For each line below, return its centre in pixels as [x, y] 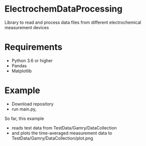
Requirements [33, 47]
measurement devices [27, 27]
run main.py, [24, 109]
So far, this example [24, 118]
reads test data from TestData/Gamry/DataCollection [64, 128]
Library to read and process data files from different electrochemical [73, 22]
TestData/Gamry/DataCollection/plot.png [52, 138]
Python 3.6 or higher [32, 60]
